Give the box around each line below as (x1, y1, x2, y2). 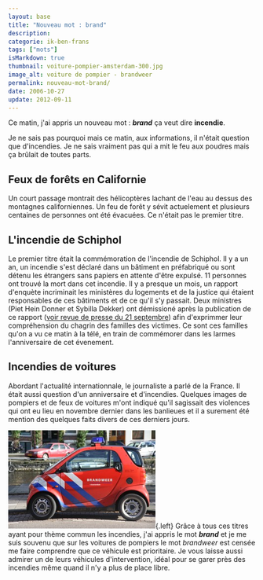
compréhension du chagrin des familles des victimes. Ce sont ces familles (8, 321, 249, 330)
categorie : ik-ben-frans (8, 38, 89, 46)
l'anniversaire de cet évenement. (8, 338, 114, 347)
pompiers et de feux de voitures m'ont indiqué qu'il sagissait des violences (8, 398, 250, 407)
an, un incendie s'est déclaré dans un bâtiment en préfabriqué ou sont (8, 262, 236, 271)
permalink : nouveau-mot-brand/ (8, 79, 111, 86)
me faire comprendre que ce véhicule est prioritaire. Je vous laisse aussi (8, 546, 243, 556)
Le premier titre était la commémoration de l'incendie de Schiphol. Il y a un (8, 254, 249, 263)
